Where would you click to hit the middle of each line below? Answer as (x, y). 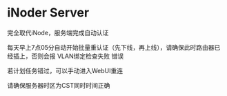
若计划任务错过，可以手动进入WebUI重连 (65, 70)
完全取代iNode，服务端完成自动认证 (58, 32)
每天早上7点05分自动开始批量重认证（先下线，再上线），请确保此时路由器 (111, 47)
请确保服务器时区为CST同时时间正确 (59, 85)
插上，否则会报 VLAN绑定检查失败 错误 (68, 56)
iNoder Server (48, 13)
